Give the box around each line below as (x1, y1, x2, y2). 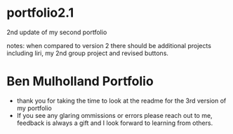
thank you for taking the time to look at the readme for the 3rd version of (16, 96, 227, 105)
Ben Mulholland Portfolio (6, 73, 154, 89)
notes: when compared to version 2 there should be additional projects (6, 41, 212, 50)
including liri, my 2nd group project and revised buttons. (6, 49, 169, 57)
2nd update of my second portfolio (6, 28, 107, 36)
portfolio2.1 (6, 5, 74, 21)
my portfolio (16, 103, 52, 112)
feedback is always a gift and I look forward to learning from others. (16, 119, 213, 127)
